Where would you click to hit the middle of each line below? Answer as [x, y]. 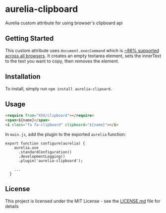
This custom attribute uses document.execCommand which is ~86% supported [82, 50]
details [12, 206]
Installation [23, 77]
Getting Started [29, 38]
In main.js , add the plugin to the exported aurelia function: [66, 134]
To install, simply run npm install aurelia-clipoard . [58, 88]
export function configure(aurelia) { [45, 143]
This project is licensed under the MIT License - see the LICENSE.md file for [83, 201]
